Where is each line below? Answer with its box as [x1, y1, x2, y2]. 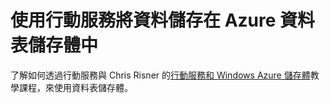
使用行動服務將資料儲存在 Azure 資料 [10, 9, 316, 32]
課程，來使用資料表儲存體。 [18, 81, 133, 93]
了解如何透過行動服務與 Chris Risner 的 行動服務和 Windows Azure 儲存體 [10, 69, 311, 81]
